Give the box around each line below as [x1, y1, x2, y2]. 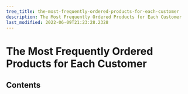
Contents [6, 80, 41, 90]
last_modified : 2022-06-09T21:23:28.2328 [6, 19, 109, 25]
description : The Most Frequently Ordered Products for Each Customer [6, 14, 182, 20]
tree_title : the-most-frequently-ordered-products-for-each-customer [6, 8, 180, 15]
